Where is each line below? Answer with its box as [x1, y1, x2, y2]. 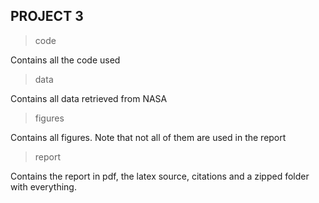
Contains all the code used [10, 54, 121, 66]
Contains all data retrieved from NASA [10, 92, 168, 104]
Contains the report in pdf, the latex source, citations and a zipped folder [10, 170, 310, 182]
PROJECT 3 [10, 8, 84, 25]
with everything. [10, 180, 77, 193]
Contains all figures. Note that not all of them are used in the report [10, 131, 287, 143]
